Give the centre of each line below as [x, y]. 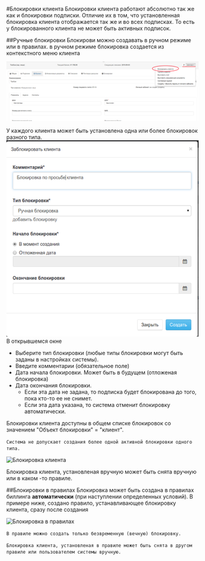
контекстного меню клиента [43, 53]
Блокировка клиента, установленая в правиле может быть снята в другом [99, 546]
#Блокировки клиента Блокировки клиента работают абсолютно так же [100, 9]
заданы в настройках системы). [57, 359]
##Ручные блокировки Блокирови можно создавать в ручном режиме [99, 40]
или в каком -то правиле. [39, 479]
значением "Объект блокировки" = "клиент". [65, 430]
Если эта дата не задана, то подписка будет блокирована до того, [110, 392]
